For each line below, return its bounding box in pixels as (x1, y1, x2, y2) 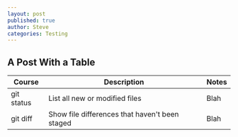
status (11, 98, 32, 108)
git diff (11, 114, 33, 124)
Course (13, 77, 39, 87)
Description (103, 77, 144, 87)
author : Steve (7, 23, 50, 30)
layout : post (7, 10, 46, 18)
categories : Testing (7, 30, 69, 37)
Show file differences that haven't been (48, 109, 179, 119)
